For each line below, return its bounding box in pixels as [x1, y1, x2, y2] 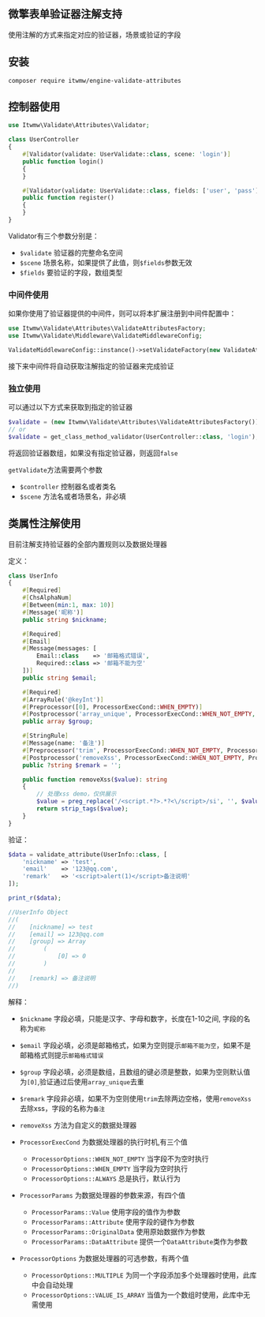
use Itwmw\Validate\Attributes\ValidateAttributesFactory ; [8, 324, 207, 333]
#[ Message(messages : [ [22, 645, 97, 653]
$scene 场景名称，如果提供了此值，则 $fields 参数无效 [19, 257, 192, 267]
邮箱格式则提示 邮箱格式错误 [19, 1050, 104, 1060]
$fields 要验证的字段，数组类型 [19, 268, 123, 277]
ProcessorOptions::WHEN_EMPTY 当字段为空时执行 [31, 1163, 188, 1173]
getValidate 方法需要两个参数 [8, 465, 103, 474]
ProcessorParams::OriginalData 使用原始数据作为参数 [31, 1226, 206, 1237]
